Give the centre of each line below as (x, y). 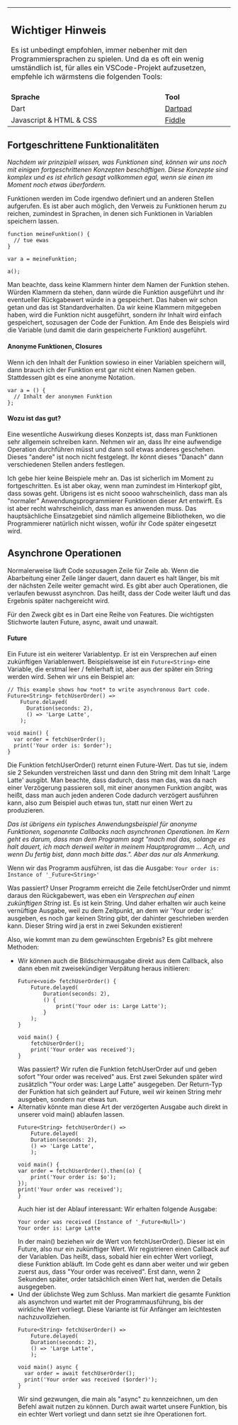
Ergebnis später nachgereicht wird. (58, 600)
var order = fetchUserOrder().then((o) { (79, 1171)
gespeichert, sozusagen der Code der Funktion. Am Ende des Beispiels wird (119, 323)
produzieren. (26, 810)
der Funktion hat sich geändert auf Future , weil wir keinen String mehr (119, 1091)
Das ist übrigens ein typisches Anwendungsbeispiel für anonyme (102, 824)
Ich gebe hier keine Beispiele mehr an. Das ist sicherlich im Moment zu (110, 478)
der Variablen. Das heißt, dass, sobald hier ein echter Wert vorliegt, (115, 1256)
